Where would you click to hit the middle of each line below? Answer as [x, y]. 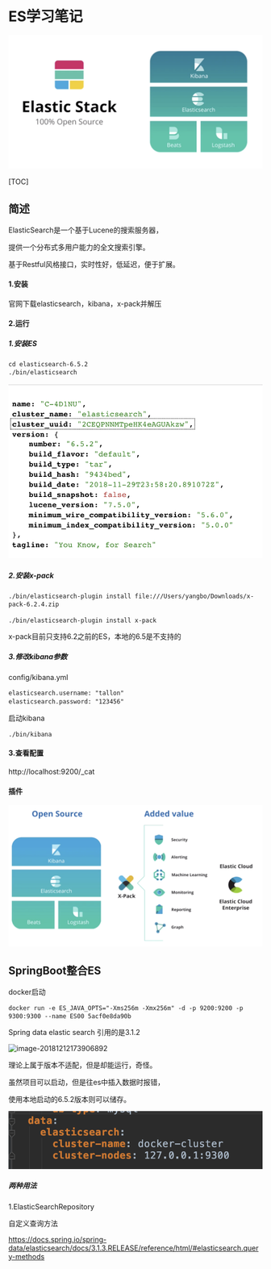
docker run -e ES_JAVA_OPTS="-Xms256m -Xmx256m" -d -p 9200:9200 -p [126, 1008]
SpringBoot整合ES [55, 971]
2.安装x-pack [31, 575]
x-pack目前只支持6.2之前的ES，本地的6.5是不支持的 [95, 637]
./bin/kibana [30, 734]
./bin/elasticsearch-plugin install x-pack [83, 621]
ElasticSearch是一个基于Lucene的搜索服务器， [86, 230]
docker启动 [27, 991]
